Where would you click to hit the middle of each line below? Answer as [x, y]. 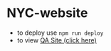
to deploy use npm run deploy [60, 33]
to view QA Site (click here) [57, 40]
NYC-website [47, 13]
